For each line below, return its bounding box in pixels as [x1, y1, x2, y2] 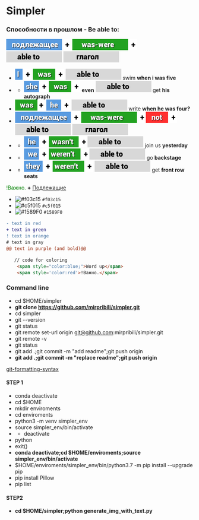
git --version [14, 316, 46, 323]
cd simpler [14, 310, 41, 317]
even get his [81, 87, 170, 94]
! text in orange [6, 233, 49, 239]
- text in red [6, 221, 42, 227]
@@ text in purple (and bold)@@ [6, 245, 86, 252]
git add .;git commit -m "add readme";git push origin [14, 347, 144, 354]
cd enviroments [14, 411, 53, 418]
